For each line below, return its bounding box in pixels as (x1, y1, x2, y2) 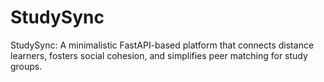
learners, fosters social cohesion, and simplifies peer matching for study (10, 49, 308, 61)
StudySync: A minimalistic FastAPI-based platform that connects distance (10, 39, 315, 51)
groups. (10, 60, 43, 72)
